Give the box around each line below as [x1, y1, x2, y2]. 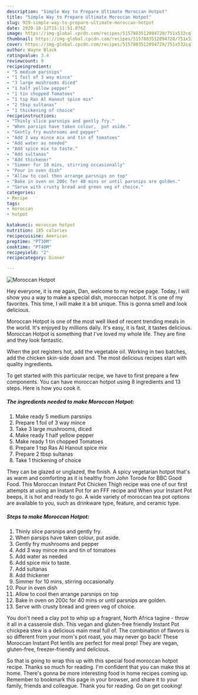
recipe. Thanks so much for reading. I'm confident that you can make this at [6, 664, 190, 671]
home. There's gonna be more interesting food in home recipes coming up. [6, 670, 189, 677]
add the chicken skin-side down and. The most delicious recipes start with [6, 354, 187, 361]
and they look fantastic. [6, 337, 63, 344]
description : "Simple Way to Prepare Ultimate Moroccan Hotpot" [6, 8, 167, 15]
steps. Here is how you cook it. [6, 384, 82, 392]
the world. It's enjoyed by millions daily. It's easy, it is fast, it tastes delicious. [6, 324, 192, 331]
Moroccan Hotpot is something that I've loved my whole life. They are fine [6, 331, 186, 338]
